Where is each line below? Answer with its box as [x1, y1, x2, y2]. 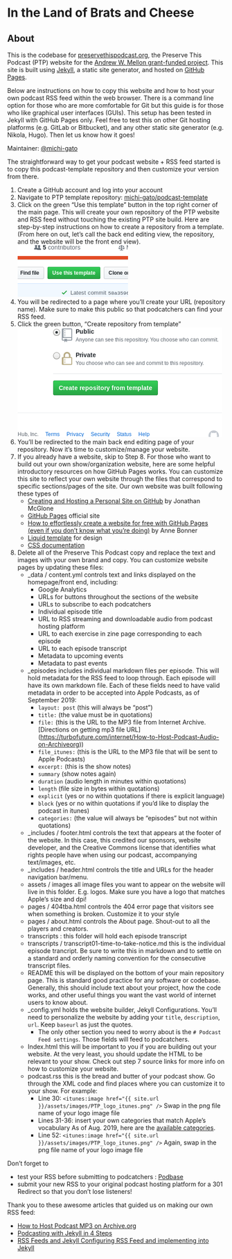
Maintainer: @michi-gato [7, 144, 78, 152]
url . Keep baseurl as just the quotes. [27, 1020, 133, 1029]
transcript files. [27, 961, 71, 970]
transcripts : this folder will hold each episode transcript [27, 932, 187, 940]
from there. [7, 172, 39, 180]
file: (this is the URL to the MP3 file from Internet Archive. [37, 718, 206, 726]
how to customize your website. [27, 1065, 119, 1073]
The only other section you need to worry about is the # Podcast [37, 1028, 222, 1036]
